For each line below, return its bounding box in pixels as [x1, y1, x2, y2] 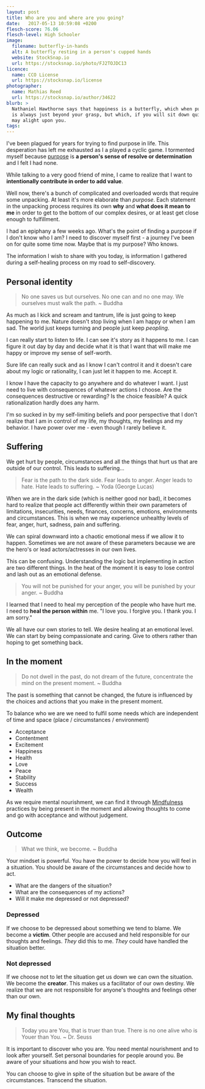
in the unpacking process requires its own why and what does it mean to [6, 203, 191, 210]
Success [15, 780, 37, 787]
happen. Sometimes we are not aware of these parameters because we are [6, 539, 196, 546]
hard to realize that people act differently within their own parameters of [6, 501, 187, 509]
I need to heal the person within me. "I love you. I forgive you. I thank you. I [6, 607, 196, 615]
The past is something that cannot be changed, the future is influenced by [6, 691, 193, 699]
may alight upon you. [12, 117, 67, 123]
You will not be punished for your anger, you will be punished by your [21, 582, 196, 590]
